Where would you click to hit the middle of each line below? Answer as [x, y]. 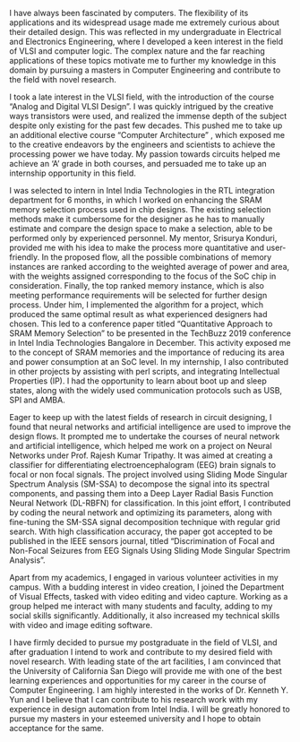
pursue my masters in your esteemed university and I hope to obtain [135, 719]
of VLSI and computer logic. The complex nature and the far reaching [137, 51]
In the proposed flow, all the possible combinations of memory [157, 257]
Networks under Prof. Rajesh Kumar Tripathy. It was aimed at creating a [141, 455]
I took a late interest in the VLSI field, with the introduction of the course [142, 97]
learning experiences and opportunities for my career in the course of [138, 681]
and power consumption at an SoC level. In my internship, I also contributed [149, 362]
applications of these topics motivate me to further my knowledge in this [143, 60]
